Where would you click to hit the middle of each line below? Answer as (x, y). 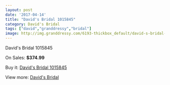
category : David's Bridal (32, 24)
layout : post (19, 10)
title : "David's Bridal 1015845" (40, 19)
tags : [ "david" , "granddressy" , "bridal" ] (49, 29)
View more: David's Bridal (32, 77)
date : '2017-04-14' (26, 15)
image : (12, 33)
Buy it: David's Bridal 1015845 (36, 67)
